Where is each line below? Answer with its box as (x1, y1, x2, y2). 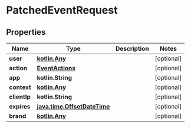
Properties (6, 27, 46, 37)
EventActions (37, 64, 75, 72)
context (9, 83, 31, 91)
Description (115, 45, 149, 52)
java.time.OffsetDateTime (37, 103, 110, 110)
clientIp (9, 93, 31, 101)
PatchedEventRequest (6, 4, 118, 17)
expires (9, 103, 31, 110)
